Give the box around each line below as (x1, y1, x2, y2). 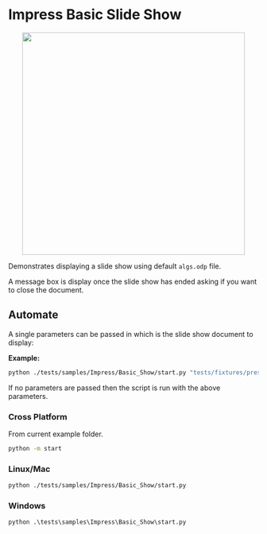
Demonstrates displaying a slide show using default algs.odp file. (8, 261, 222, 271)
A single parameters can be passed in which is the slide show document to (8, 329, 253, 339)
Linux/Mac (8, 463, 51, 474)
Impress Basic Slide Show (8, 6, 182, 24)
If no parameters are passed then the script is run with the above (8, 383, 221, 393)
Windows (8, 500, 46, 511)
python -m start (8, 444, 62, 452)
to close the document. (8, 284, 84, 295)
